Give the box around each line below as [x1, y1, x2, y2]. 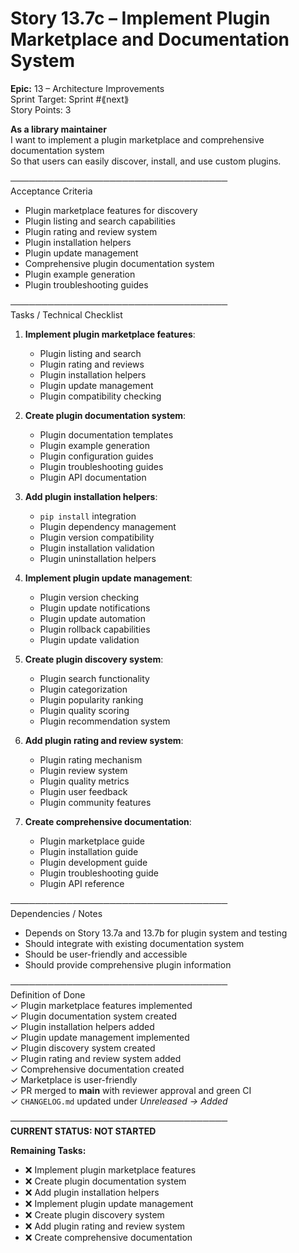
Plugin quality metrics [39, 775, 130, 787]
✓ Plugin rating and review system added [10, 1052, 182, 1064]
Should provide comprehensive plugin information [24, 958, 232, 971]
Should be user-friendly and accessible [24, 948, 188, 960]
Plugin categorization [39, 683, 128, 695]
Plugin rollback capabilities [39, 623, 151, 635]
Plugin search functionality [39, 672, 150, 684]
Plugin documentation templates [39, 428, 174, 441]
